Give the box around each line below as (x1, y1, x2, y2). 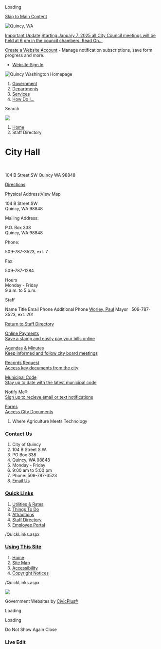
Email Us (12, 478, 30, 484)
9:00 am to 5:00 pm (12, 467, 52, 473)
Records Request (5, 360, 40, 365)
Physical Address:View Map (5, 191, 61, 197)
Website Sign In (12, 62, 44, 67)
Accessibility (12, 565, 38, 570)
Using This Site (5, 544, 42, 550)
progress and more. (5, 52, 45, 58)
